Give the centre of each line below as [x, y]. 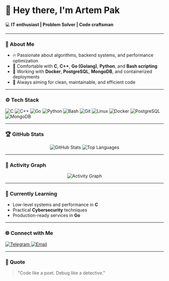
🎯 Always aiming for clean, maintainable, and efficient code [74, 82]
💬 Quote [15, 262]
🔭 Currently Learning [31, 194]
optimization [25, 61]
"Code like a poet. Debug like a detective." [61, 273]
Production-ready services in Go [46, 216]
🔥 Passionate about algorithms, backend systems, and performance [83, 55]
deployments [26, 77]
